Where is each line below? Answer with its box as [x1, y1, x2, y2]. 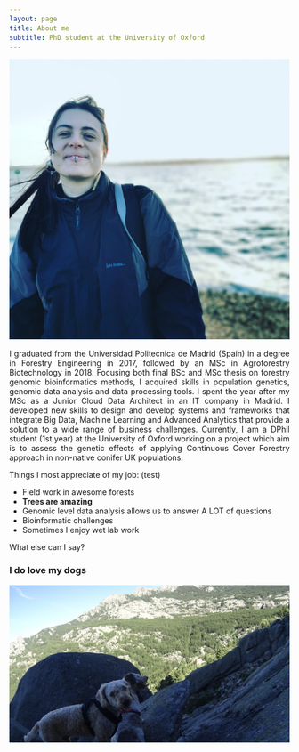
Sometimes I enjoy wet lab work [21, 525, 140, 536]
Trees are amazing [21, 497, 93, 507]
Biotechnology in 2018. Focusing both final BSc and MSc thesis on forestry [9, 368, 290, 378]
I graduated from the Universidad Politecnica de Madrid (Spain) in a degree [9, 348, 290, 360]
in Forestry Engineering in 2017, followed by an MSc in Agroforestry [9, 358, 290, 368]
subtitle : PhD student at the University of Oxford [9, 33, 205, 42]
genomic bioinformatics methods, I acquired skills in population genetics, [9, 376, 290, 387]
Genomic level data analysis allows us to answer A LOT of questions [21, 505, 272, 516]
